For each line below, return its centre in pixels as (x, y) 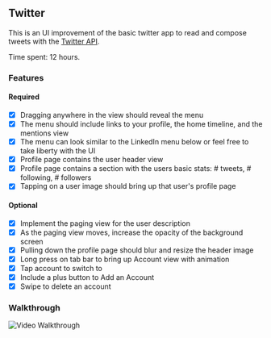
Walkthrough (34, 307)
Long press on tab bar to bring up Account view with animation (125, 259)
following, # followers (56, 177)
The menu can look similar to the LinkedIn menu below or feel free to (134, 142)
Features (26, 77)
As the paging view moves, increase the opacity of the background (131, 232)
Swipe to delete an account (65, 286)
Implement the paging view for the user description (105, 223)
